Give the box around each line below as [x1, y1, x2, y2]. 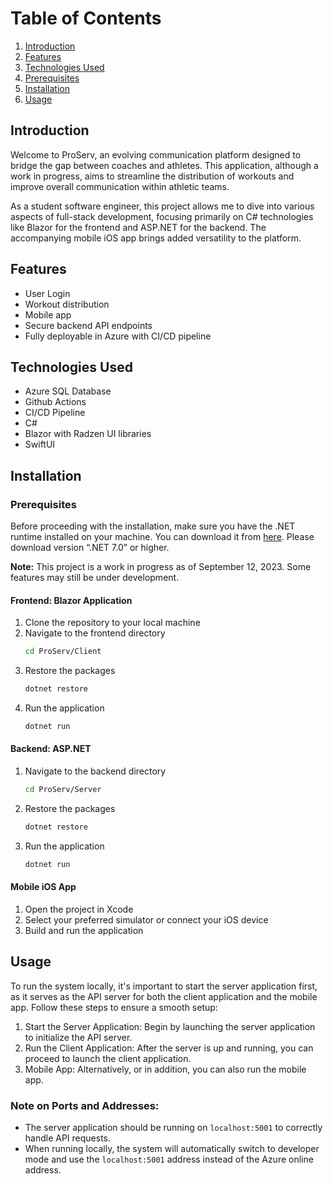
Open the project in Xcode [24, 903, 134, 915]
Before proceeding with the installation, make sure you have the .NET [10, 520, 296, 532]
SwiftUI [24, 438, 56, 451]
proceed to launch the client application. [24, 1052, 192, 1064]
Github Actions [24, 396, 87, 408]
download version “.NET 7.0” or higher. [10, 542, 170, 554]
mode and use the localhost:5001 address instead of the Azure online [24, 1153, 314, 1166]
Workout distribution [24, 298, 110, 310]
